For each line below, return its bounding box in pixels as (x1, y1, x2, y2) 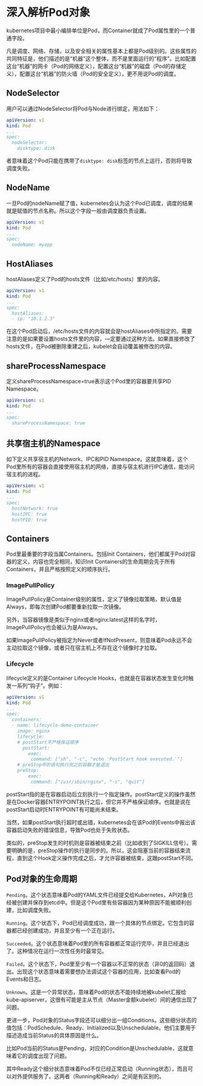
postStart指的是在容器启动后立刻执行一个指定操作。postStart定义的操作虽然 (6, 790, 196, 797)
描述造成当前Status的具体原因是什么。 (6, 1031, 102, 1039)
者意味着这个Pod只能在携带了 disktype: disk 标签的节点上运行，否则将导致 (6, 157, 193, 164)
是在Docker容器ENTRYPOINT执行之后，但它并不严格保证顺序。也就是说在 (6, 798, 191, 805)
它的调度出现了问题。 (16, 1052, 70, 1059)
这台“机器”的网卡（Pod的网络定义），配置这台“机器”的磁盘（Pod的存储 (6, 62, 182, 70)
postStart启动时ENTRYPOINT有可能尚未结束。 (6, 805, 122, 813)
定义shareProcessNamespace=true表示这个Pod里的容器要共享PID (6, 378, 171, 385)
